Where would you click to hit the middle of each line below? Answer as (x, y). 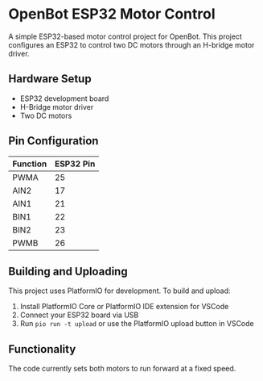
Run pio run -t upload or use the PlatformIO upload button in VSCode (137, 324)
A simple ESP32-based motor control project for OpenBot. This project (125, 36)
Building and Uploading (68, 271)
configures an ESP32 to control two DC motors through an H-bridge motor (131, 44)
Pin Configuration (53, 141)
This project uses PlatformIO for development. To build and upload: (119, 291)
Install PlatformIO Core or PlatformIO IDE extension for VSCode (124, 307)
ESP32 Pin (75, 164)
